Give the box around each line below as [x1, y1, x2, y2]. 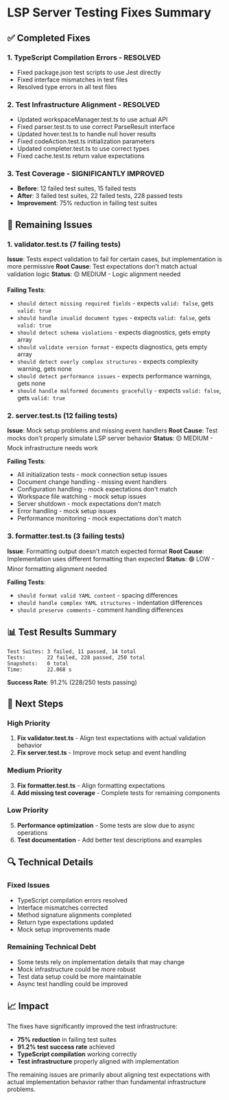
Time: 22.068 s [7, 666, 72, 673]
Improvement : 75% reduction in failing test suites [16, 199, 158, 207]
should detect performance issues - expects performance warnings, [16, 372, 213, 380]
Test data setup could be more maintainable [16, 972, 142, 981]
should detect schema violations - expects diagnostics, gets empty [16, 328, 211, 337]
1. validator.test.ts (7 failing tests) [7, 239, 121, 249]
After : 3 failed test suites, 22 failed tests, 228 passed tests [16, 192, 183, 200]
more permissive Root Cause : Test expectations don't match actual [7, 262, 197, 271]
